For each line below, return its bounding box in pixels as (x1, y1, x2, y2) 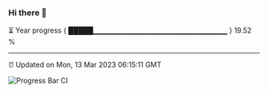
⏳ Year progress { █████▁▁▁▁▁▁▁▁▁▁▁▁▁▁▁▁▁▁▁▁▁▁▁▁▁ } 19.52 (8, 25, 252, 35)
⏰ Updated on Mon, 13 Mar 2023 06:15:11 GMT (8, 60, 162, 70)
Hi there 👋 (8, 7, 48, 18)
